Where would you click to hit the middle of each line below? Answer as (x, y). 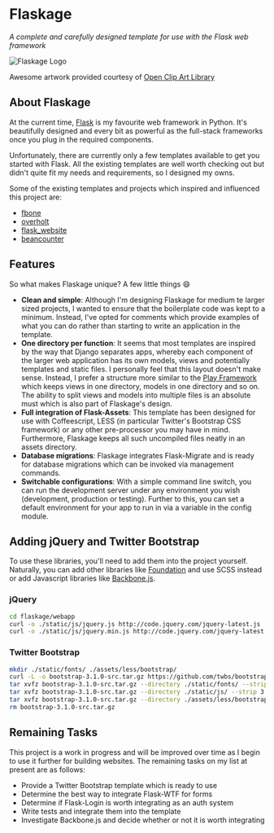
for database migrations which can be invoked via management (127, 464)
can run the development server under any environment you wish (130, 490)
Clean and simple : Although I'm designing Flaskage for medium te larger (143, 300)
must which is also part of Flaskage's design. (97, 403)
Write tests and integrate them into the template (101, 811)
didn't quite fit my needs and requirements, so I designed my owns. (122, 173)
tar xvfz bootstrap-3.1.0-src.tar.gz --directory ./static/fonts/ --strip (139, 685)
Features (32, 264)
